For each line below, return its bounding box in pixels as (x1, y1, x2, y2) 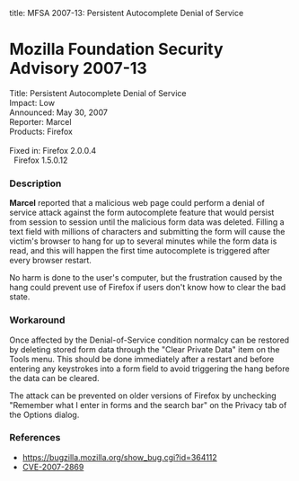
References (9, 432, 61, 444)
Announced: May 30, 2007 (9, 107, 108, 118)
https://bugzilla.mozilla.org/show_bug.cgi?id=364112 (22, 451, 217, 462)
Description (9, 177, 62, 190)
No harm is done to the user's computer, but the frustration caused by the (9, 272, 283, 283)
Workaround (9, 314, 66, 326)
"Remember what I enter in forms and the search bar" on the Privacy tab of (9, 399, 287, 410)
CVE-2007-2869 (22, 461, 84, 472)
